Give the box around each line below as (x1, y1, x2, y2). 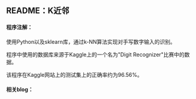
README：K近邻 (6, 5, 70, 16)
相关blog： (6, 86, 34, 93)
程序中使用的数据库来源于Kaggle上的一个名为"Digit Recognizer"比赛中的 (6, 50, 185, 58)
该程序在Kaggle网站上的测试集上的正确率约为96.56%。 (6, 71, 143, 78)
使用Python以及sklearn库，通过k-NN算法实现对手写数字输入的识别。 (6, 38, 176, 45)
